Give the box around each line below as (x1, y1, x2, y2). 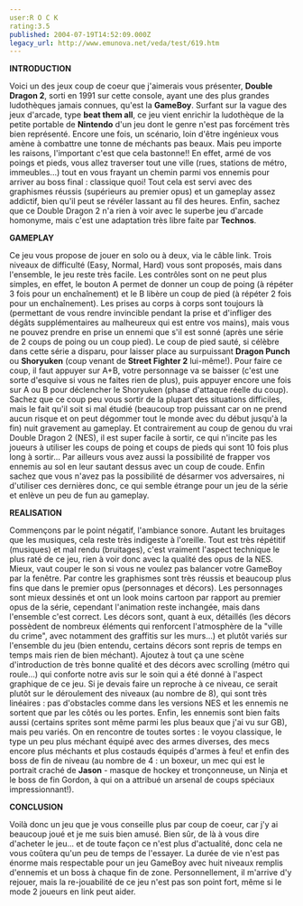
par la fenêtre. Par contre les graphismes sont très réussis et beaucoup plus (9, 573, 291, 584)
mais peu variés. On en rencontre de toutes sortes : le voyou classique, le (9, 726, 282, 737)
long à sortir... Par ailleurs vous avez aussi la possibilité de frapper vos (9, 452, 271, 462)
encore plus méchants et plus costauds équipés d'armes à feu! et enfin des (9, 746, 290, 757)
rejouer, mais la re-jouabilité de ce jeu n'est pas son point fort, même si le (9, 877, 282, 888)
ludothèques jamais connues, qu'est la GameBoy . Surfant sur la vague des (9, 100, 287, 111)
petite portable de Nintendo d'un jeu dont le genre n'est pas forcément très (9, 119, 290, 130)
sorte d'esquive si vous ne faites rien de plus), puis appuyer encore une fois (9, 375, 291, 386)
